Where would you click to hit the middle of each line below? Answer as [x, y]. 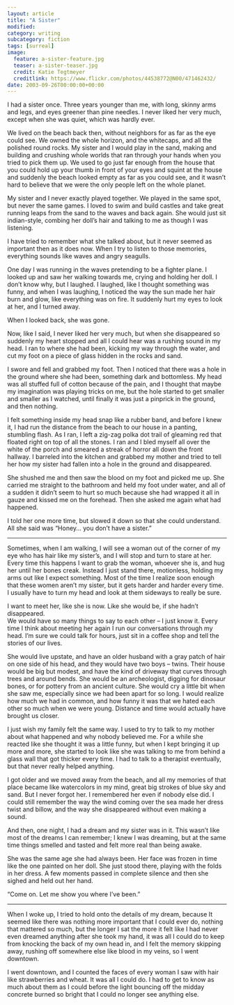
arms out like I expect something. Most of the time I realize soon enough [111, 578]
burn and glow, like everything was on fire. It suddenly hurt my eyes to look [115, 299]
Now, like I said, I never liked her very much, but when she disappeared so [114, 334]
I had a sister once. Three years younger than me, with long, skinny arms [112, 104]
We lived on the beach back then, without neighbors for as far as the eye [111, 133]
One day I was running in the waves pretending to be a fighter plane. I [107, 270]
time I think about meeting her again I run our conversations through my [110, 628]
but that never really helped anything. [61, 766]
